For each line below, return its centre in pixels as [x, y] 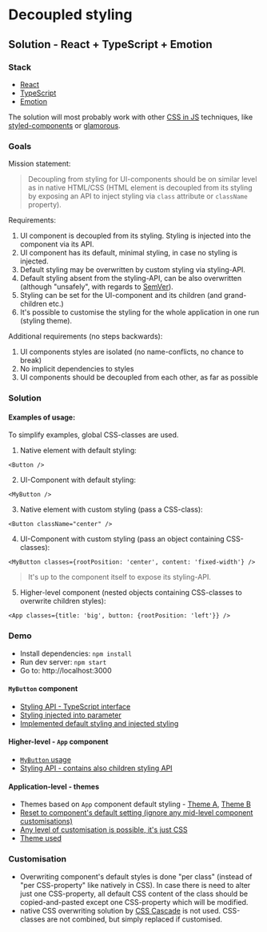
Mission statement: [40, 164]
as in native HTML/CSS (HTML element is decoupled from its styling [140, 188]
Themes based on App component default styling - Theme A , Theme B [135, 804]
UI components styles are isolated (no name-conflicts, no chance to [132, 352]
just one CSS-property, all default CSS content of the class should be [134, 894]
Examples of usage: [42, 417]
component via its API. [57, 244]
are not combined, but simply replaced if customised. [134, 919]
